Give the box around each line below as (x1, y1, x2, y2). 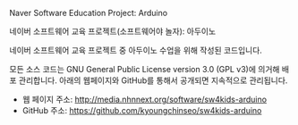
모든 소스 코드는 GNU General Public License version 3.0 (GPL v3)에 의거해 (9, 64, 280, 74)
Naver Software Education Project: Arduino (9, 8, 168, 18)
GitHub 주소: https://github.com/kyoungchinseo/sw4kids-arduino (21, 105, 262, 115)
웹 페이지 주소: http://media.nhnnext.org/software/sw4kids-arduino (21, 94, 267, 104)
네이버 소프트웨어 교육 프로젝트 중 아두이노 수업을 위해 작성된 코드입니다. (9, 45, 262, 55)
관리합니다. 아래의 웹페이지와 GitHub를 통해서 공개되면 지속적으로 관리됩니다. (18, 75, 288, 86)
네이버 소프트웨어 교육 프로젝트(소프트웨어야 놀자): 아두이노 (9, 26, 217, 37)
